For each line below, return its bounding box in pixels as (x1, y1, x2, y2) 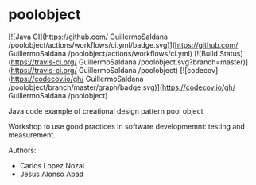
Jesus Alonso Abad (19, 169, 84, 179)
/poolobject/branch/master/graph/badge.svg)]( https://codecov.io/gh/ (8, 82, 236, 92)
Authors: (8, 145, 37, 155)
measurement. (8, 129, 56, 140)
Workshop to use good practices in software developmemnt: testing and (8, 121, 245, 131)
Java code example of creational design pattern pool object (8, 106, 204, 116)
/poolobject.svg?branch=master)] (138, 57, 249, 67)
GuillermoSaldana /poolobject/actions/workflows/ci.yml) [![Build (8, 48, 219, 58)
